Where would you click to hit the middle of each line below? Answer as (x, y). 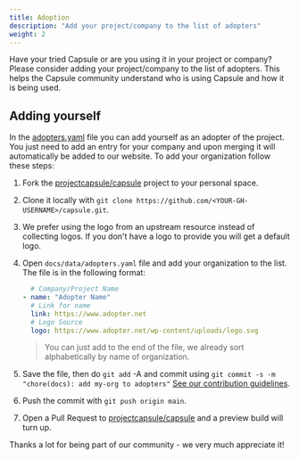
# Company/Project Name (75, 289)
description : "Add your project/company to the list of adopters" (135, 26)
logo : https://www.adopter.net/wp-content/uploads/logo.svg (145, 331)
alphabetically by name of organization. (117, 357)
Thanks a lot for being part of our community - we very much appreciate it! (147, 445)
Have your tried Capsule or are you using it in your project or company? (141, 60)
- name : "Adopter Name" (66, 298)
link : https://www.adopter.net (89, 314)
